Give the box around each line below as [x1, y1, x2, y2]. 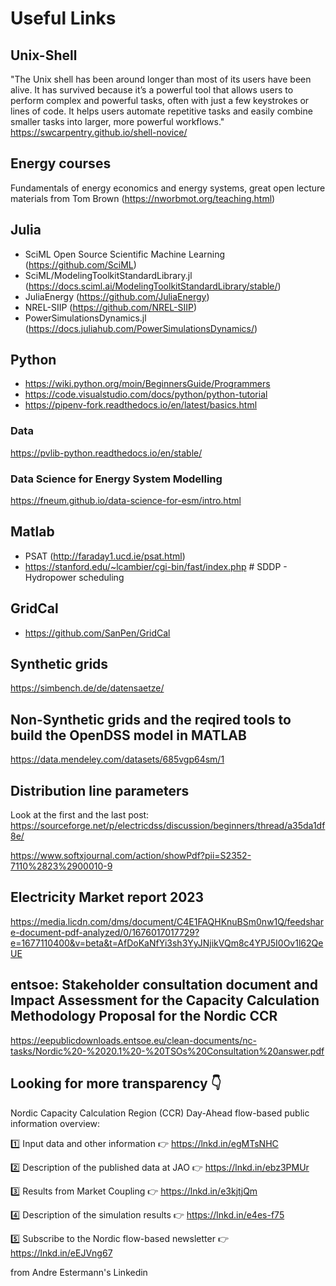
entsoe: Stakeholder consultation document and [10, 977, 319, 994]
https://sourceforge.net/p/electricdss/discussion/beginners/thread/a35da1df [10, 820, 326, 832]
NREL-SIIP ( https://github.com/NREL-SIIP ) [24, 301, 198, 313]
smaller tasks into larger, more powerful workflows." [10, 116, 225, 127]
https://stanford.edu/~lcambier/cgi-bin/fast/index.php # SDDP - [24, 560, 288, 572]
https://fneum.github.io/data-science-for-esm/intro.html [10, 495, 242, 507]
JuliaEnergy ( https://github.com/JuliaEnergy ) [24, 290, 210, 302]
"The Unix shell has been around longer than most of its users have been [10, 73, 312, 85]
